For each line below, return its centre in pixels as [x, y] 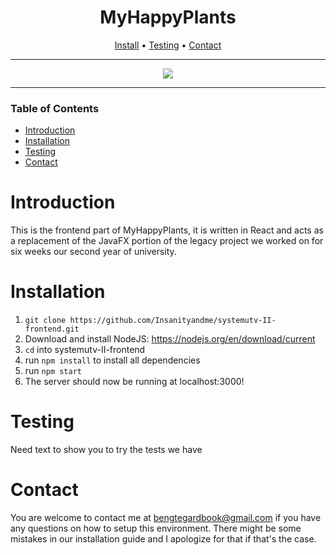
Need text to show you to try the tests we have [106, 450]
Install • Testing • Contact [168, 45]
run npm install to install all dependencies [112, 360]
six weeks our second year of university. [93, 252]
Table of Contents [55, 108]
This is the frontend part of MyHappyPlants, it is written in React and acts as [167, 230]
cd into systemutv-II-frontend [85, 350]
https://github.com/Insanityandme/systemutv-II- [173, 321]
